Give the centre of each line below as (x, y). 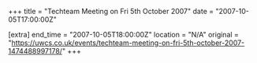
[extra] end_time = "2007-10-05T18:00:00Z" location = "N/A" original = (123, 35)
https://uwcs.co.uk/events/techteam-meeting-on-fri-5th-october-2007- (128, 43)
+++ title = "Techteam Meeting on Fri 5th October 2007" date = (111, 11)
